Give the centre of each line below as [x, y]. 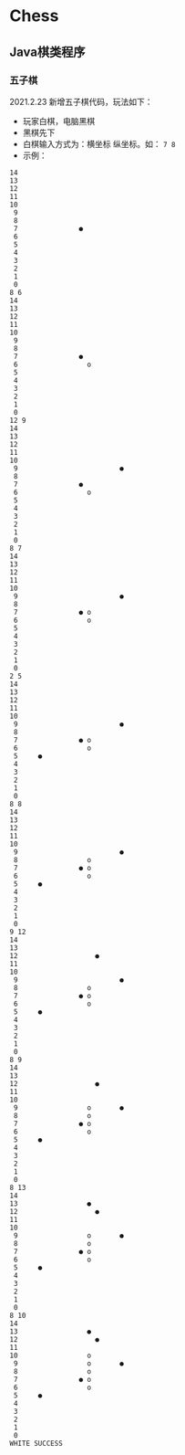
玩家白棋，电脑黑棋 [59, 121]
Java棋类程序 [47, 52]
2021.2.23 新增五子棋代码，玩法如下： [81, 101]
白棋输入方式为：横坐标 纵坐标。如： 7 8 [99, 143]
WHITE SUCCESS [36, 1443]
